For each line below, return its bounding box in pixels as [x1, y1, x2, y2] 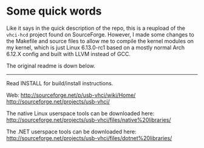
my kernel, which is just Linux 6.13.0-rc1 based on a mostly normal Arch [6, 44, 185, 51]
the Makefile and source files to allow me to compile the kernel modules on [6, 37, 194, 44]
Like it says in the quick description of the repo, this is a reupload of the [6, 24, 185, 32]
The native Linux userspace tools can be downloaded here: [6, 110, 155, 117]
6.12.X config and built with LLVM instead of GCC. [6, 50, 131, 57]
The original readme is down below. [6, 62, 96, 69]
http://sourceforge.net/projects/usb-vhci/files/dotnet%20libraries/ [6, 134, 172, 141]
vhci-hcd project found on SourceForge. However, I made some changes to [6, 30, 194, 38]
